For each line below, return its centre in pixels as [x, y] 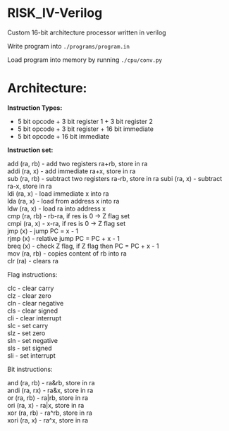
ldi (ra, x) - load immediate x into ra [58, 193]
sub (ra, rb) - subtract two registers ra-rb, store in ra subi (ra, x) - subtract [115, 178]
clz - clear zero [29, 295]
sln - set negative [33, 340]
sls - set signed [30, 348]
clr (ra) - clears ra [33, 261]
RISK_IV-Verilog [55, 13]
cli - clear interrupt [35, 318]
